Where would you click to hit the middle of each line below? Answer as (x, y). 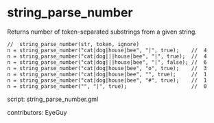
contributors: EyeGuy (37, 112)
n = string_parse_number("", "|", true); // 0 (107, 86)
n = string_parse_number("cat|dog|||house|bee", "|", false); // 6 (107, 62)
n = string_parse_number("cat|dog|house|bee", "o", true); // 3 (107, 68)
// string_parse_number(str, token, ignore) (73, 44)
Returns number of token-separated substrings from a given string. (102, 32)
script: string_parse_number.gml (53, 99)
